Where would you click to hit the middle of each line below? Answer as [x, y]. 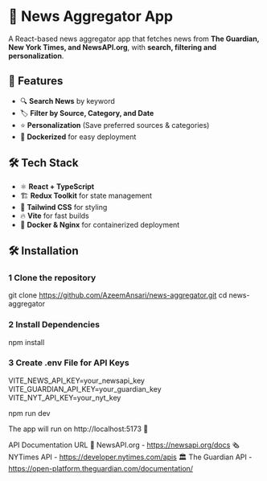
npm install [27, 342]
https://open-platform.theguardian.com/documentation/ [101, 468]
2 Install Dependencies [54, 325]
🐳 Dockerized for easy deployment [78, 137]
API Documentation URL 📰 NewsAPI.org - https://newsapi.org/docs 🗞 [124, 445]
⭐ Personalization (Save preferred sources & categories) [115, 125]
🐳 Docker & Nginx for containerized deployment [100, 224]
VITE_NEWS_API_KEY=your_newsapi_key [76, 380]
